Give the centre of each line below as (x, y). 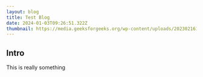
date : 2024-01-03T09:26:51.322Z (47, 23)
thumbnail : (20, 29)
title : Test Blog (28, 17)
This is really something (36, 67)
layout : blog (23, 12)
